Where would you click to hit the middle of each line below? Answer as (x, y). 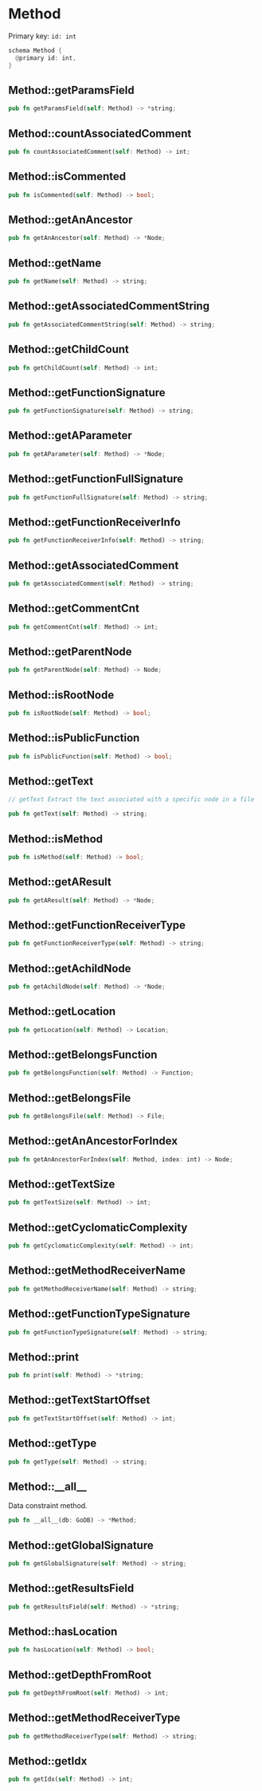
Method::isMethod (56, 839)
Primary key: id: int (43, 36)
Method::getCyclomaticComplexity (98, 1227)
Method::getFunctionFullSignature (96, 479)
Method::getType (53, 1443)
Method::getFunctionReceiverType (97, 925)
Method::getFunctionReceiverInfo (94, 522)
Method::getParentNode (70, 652)
